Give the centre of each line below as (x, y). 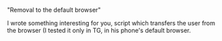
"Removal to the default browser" (54, 10)
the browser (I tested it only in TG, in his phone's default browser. (99, 30)
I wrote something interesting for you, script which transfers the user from (111, 23)
